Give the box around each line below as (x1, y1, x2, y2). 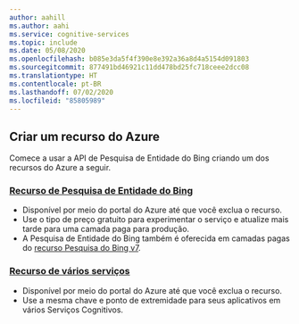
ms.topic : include (9, 37, 78, 47)
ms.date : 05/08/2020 (9, 46, 87, 55)
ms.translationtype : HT (9, 71, 98, 80)
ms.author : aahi (9, 21, 70, 30)
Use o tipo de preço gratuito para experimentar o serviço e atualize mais (21, 214, 289, 225)
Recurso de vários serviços (9, 265, 131, 278)
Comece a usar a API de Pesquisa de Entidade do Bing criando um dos (9, 153, 270, 163)
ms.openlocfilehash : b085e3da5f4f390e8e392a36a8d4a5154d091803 (9, 54, 250, 63)
